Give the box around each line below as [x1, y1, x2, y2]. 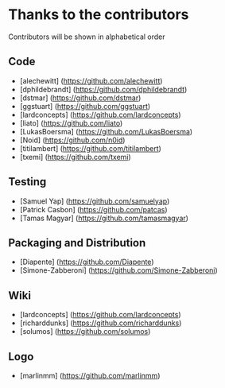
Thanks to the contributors [8, 6, 189, 24]
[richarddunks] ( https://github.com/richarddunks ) [19, 318, 182, 328]
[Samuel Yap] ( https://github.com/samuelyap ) [19, 196, 170, 206]
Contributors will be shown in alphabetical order [8, 32, 165, 41]
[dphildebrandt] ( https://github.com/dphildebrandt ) [19, 84, 188, 94]
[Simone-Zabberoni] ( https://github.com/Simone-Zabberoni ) [19, 266, 219, 275]
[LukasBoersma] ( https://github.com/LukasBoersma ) [19, 126, 193, 136]
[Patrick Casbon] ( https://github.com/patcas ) [19, 204, 169, 214]
